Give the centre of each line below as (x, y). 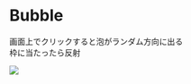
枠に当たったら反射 (45, 52)
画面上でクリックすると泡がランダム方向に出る (96, 41)
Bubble (36, 16)
